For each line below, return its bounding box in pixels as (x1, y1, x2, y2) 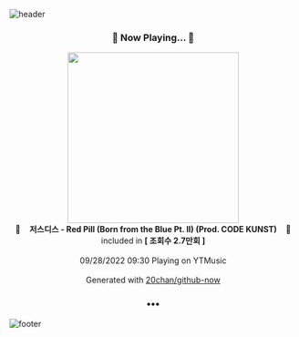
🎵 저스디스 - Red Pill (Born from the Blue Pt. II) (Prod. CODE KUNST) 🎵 (15, 224, 292, 235)
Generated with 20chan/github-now (86, 274, 221, 286)
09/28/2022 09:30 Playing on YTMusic (79, 255, 227, 266)
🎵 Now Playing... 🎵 (111, 31, 195, 44)
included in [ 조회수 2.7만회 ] (100, 235, 206, 246)
